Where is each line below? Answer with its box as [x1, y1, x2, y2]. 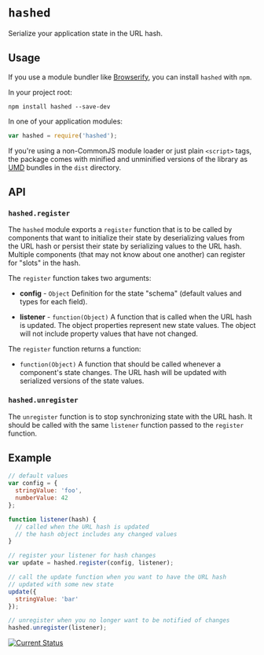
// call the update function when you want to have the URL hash [8, 573, 226, 581]
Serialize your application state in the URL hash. [8, 28, 163, 38]
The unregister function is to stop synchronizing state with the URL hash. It [8, 411, 253, 421]
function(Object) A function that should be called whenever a [19, 359, 222, 369]
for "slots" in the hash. [8, 258, 81, 268]
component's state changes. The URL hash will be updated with [19, 368, 226, 377]
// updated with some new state [8, 580, 114, 588]
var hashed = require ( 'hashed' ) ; [8, 131, 118, 139]
